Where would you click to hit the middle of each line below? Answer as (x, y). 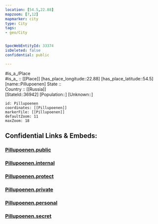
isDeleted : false (23, 50)
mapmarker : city (22, 19)
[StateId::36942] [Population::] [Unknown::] (49, 94)
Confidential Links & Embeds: (51, 136)
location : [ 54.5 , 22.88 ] (30, 10)
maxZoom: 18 (17, 121)
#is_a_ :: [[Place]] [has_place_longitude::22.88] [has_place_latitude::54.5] (79, 78)
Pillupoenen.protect (30, 176)
